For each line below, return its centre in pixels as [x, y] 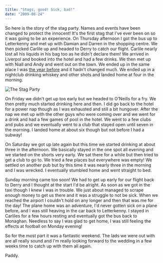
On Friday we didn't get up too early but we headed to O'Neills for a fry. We [81, 98]
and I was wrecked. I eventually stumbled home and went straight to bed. [78, 170]
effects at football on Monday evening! [44, 226]
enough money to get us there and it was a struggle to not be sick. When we [81, 195]
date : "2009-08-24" [25, 14]
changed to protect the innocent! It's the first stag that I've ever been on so [80, 33]
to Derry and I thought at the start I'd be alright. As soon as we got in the [78, 185]
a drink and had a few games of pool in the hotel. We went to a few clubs [78, 119]
